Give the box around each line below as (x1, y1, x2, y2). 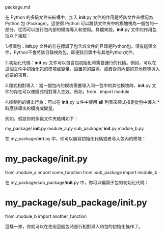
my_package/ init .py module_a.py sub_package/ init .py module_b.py (5, 125, 144, 131)
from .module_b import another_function (5, 213, 87, 219)
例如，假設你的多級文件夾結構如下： (5, 116, 79, 121)
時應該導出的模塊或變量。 (5, 105, 57, 111)
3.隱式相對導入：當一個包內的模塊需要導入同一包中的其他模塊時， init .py (5, 83, 151, 88)
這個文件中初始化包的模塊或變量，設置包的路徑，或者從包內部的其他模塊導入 (5, 66, 160, 72)
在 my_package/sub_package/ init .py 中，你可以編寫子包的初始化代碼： (5, 179, 149, 185)
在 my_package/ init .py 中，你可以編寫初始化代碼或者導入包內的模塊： (5, 136, 146, 142)
